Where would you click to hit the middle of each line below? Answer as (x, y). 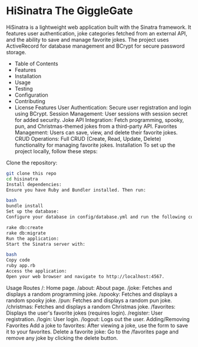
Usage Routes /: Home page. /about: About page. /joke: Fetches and (89, 287)
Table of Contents (36, 64)
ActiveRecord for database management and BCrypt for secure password (95, 46)
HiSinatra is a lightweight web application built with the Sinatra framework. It (99, 27)
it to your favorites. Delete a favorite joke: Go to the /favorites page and (92, 332)
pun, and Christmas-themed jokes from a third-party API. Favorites (96, 126)
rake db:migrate (26, 233)
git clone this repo (32, 173)
